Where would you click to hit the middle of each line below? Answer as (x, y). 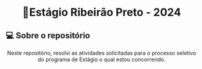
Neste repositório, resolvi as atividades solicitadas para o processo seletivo (102, 53)
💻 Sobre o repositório (48, 35)
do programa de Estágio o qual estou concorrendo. (102, 59)
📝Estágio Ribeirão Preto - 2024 (102, 12)
